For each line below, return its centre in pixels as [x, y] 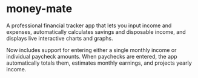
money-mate [39, 9]
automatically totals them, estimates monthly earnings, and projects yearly [99, 63]
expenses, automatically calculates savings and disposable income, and [96, 31]
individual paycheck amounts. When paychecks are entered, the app [92, 56]
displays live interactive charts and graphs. [60, 38]
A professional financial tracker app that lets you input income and [89, 25]
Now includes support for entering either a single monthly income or [91, 50]
